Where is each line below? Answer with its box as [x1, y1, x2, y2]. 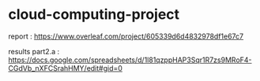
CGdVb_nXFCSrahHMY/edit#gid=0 [8, 63, 122, 72]
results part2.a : [8, 46, 60, 56]
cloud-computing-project [8, 6, 180, 24]
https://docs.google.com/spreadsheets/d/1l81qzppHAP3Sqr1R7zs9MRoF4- [8, 55, 252, 64]
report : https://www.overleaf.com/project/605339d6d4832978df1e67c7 [8, 31, 244, 41]
